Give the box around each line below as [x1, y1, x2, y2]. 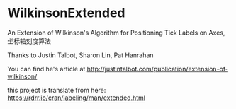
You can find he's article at [7, 64, 86, 73]
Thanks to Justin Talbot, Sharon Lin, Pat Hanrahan [7, 51, 154, 59]
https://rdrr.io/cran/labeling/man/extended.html [7, 93, 145, 102]
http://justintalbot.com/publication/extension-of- [86, 64, 229, 73]
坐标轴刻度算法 [7, 37, 51, 45]
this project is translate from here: [7, 86, 106, 94]
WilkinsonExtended [7, 5, 125, 21]
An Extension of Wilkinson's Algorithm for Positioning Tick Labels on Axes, [7, 28, 225, 37]
